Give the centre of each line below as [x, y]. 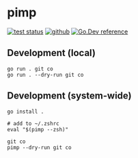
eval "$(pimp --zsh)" [38, 129]
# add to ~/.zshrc [33, 123]
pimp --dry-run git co [39, 147]
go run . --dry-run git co [45, 75]
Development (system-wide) [69, 96]
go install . [26, 111]
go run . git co [30, 69]
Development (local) [51, 53]
